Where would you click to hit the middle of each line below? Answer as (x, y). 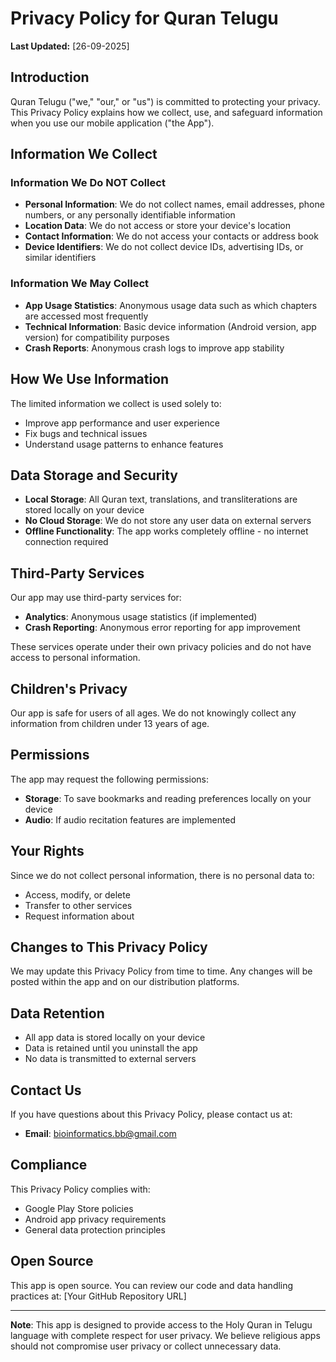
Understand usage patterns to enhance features (124, 444)
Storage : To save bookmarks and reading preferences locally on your (168, 798)
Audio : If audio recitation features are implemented (130, 819)
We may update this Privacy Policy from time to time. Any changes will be (161, 971)
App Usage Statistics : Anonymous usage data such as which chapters (171, 305)
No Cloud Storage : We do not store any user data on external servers (168, 521)
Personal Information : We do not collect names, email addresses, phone (174, 204)
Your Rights (47, 851)
